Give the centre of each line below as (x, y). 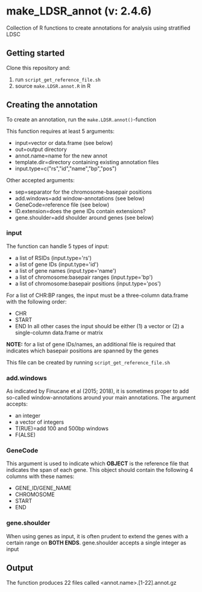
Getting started (36, 53)
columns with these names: (40, 476)
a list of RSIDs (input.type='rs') (53, 258)
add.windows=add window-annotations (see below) (80, 198)
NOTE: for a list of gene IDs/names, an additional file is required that (91, 344)
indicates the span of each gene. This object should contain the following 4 (100, 470)
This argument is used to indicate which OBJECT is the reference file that (97, 463)
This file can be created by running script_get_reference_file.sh (88, 362)
